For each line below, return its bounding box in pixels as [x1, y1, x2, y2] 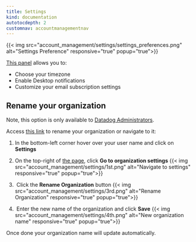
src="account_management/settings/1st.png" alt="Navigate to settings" [14, 164, 191, 171]
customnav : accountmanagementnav [6, 25, 89, 31]
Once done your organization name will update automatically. [6, 230, 156, 237]
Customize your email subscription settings [14, 84, 121, 91]
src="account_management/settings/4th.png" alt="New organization [14, 212, 184, 219]
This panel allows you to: [6, 59, 67, 66]
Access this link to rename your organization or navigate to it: [6, 128, 156, 135]
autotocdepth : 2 [6, 20, 46, 26]
